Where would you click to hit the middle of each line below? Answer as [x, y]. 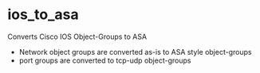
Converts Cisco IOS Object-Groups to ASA [77, 36]
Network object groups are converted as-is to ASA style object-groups [135, 52]
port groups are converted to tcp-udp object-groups [105, 60]
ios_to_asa [43, 15]
